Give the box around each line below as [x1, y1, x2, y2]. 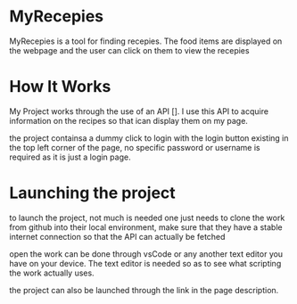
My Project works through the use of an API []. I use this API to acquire [9, 105, 269, 117]
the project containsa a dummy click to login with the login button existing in [9, 132, 289, 144]
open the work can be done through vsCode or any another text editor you [9, 248, 284, 259]
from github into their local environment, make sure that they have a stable [9, 221, 283, 233]
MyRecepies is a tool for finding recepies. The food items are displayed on [9, 36, 283, 46]
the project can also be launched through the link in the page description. [9, 284, 279, 295]
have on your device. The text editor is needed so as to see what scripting [9, 258, 282, 268]
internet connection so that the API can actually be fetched [9, 231, 226, 242]
